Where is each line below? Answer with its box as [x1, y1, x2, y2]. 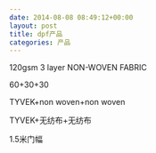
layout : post [9, 21, 58, 30]
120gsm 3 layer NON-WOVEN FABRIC [9, 62, 147, 73]
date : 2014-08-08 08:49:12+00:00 [9, 12, 134, 22]
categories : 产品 [9, 37, 71, 47]
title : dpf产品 [9, 29, 63, 38]
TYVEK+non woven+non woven [9, 97, 126, 108]
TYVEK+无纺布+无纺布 [9, 115, 92, 125]
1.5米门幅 [9, 134, 43, 145]
